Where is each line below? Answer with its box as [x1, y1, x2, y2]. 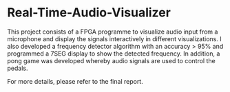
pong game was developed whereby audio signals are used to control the [7, 56, 216, 65]
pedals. [7, 64, 28, 72]
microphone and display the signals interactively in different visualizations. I [7, 34, 222, 43]
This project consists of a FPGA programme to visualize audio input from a [7, 27, 218, 36]
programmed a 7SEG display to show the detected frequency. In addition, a [7, 49, 220, 58]
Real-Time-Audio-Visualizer [7, 5, 171, 21]
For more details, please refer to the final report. [7, 77, 143, 85]
